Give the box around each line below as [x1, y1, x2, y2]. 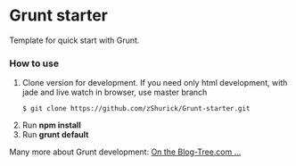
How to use [9, 57, 60, 70]
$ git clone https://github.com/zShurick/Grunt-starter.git [21, 104, 251, 113]
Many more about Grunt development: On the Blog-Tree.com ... [9, 146, 242, 157]
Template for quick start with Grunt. [9, 35, 140, 46]
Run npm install [21, 120, 82, 130]
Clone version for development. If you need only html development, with [21, 78, 288, 88]
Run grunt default [21, 129, 89, 140]
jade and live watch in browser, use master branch [21, 87, 208, 98]
